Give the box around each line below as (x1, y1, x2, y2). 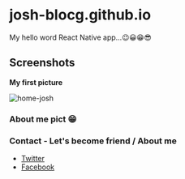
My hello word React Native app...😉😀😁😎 (9, 32, 153, 42)
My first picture (9, 77, 63, 87)
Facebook (20, 162, 55, 172)
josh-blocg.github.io (9, 6, 152, 24)
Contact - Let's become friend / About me (9, 135, 177, 147)
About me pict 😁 (9, 113, 77, 125)
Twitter (20, 153, 45, 163)
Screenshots (9, 56, 75, 70)
